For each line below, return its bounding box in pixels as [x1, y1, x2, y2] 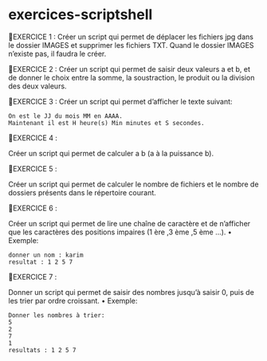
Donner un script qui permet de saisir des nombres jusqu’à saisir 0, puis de [8, 287, 255, 296]
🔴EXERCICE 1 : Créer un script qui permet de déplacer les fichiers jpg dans [8, 32, 253, 41]
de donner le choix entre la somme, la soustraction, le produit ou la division [8, 73, 255, 82]
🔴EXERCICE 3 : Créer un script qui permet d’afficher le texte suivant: [8, 96, 233, 106]
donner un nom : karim [8, 251, 84, 259]
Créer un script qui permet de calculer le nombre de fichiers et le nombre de [8, 179, 259, 189]
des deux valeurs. [8, 81, 67, 91]
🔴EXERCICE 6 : [8, 203, 57, 213]
